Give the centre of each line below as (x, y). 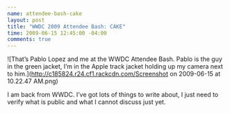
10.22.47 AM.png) (33, 81)
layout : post (26, 20)
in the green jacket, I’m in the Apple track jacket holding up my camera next (115, 67)
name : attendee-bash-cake (44, 14)
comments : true (29, 40)
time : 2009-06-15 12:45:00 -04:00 (57, 33)
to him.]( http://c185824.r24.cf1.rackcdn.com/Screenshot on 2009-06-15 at (114, 74)
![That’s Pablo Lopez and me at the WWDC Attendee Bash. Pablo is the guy (115, 59)
